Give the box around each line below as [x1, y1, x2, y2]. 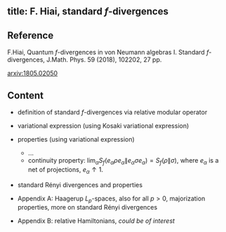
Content [7, 89, 44, 101]
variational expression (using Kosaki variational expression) [17, 122, 190, 130]
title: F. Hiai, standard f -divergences [7, 6, 168, 18]
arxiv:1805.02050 [7, 69, 58, 78]
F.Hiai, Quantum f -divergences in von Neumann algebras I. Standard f [7, 48, 209, 57]
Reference [7, 29, 54, 41]
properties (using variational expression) [17, 135, 135, 144]
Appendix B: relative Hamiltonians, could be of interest [17, 217, 175, 225]
